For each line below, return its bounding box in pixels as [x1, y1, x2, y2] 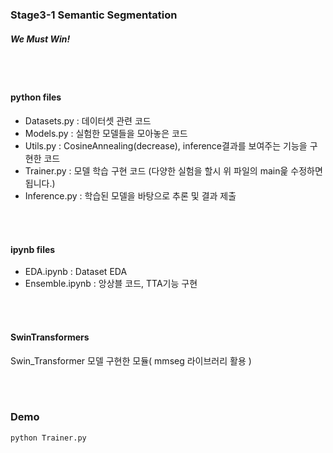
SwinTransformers [10, 331, 90, 343]
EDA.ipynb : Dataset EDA [24, 266, 128, 278]
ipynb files [10, 243, 56, 255]
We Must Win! [10, 33, 71, 45]
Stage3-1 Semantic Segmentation [10, 8, 178, 22]
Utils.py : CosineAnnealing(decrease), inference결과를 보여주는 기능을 [24, 140, 308, 152]
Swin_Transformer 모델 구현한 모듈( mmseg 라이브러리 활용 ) [10, 354, 252, 367]
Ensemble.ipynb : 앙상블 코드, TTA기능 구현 [24, 278, 198, 290]
